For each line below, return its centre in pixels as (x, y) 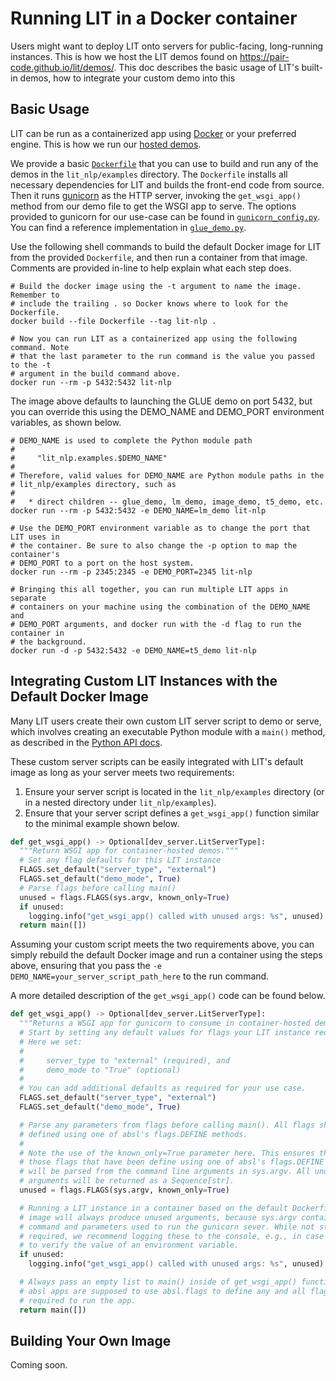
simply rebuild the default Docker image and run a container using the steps (166, 955)
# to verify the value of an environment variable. (129, 1245)
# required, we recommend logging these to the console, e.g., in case (172, 1236)
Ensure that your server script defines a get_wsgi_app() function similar (172, 813)
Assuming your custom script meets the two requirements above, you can (162, 944)
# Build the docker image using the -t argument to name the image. (156, 286)
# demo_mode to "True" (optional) (100, 1070)
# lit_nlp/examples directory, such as (93, 484)
